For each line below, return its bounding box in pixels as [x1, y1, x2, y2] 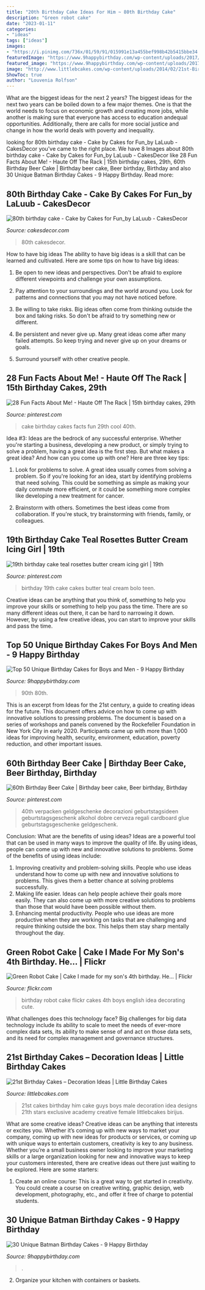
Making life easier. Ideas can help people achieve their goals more [15, 890, 182, 898]
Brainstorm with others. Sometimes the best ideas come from [15, 504, 170, 511]
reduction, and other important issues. [6, 740, 103, 748]
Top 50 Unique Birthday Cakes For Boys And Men [6, 640, 198, 650]
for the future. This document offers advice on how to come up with [6, 708, 177, 715]
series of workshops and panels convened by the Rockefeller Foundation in [6, 721, 196, 728]
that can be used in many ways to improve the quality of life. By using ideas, [6, 839, 198, 846]
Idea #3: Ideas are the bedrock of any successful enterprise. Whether [6, 434, 182, 442]
